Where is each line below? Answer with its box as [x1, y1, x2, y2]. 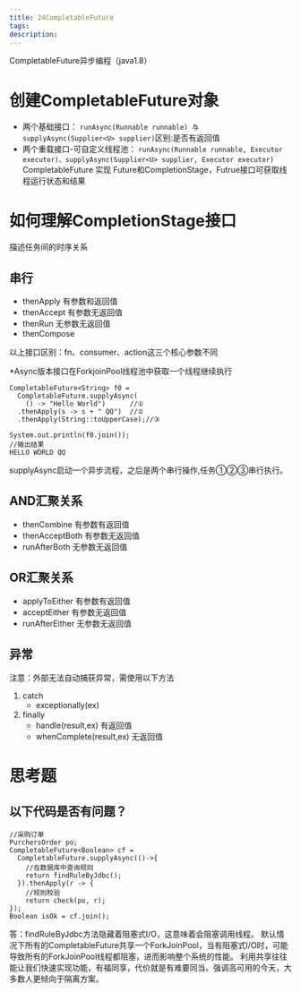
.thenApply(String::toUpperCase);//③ [17, 415, 160, 424]
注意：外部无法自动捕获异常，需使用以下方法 [9, 672, 175, 683]
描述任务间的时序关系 [9, 242, 88, 252]
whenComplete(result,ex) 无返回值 [35, 731, 164, 741]
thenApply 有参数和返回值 [21, 296, 118, 307]
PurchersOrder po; [9, 838, 78, 847]
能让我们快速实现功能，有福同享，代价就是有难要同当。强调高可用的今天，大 [9, 962, 292, 972]
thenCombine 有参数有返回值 [21, 518, 130, 529]
